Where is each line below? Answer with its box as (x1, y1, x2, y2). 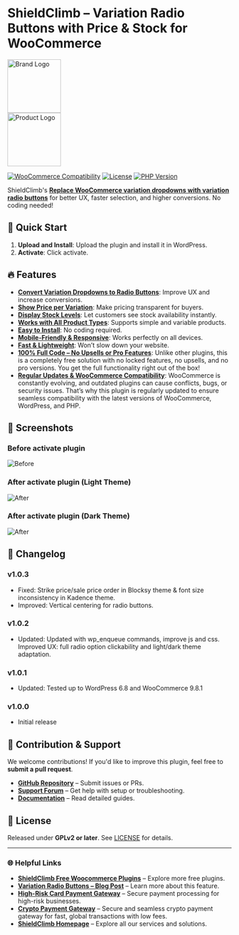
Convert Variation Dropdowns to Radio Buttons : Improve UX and (17, 287, 210, 296)
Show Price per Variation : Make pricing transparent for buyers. (17, 303, 204, 311)
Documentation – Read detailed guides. (17, 794, 135, 802)
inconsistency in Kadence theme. (17, 593, 116, 601)
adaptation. (17, 650, 51, 658)
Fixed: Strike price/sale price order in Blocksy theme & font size (17, 586, 204, 594)
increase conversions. (17, 295, 83, 304)
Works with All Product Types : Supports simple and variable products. (17, 318, 226, 326)
